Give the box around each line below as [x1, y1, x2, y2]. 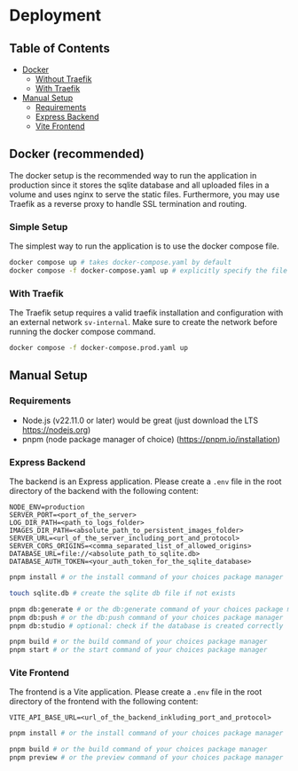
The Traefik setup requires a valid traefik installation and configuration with [9, 307, 284, 318]
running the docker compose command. [9, 326, 156, 338]
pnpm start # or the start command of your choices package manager [9, 646, 268, 655]
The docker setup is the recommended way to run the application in [9, 170, 257, 180]
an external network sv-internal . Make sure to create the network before [9, 317, 278, 328]
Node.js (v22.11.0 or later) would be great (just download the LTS [21, 415, 259, 425]
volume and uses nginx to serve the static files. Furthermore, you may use [9, 188, 280, 200]
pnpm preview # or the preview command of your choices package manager [9, 753, 284, 762]
